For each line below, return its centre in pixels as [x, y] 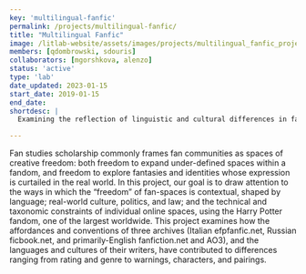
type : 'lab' [32, 77]
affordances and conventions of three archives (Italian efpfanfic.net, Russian [153, 231]
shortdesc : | [34, 111]
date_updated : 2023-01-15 [58, 86]
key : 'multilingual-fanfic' [63, 18]
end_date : [28, 102]
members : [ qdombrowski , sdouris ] [73, 52]
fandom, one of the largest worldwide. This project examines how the [140, 221]
